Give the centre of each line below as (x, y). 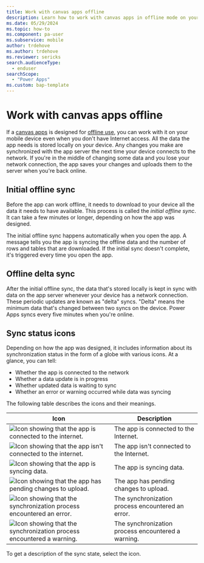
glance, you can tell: (32, 361)
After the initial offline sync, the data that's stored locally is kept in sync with (102, 288)
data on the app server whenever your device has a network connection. (97, 295)
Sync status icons (41, 333)
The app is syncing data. (149, 468)
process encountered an (149, 506)
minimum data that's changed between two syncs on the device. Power (96, 308)
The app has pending (144, 481)
